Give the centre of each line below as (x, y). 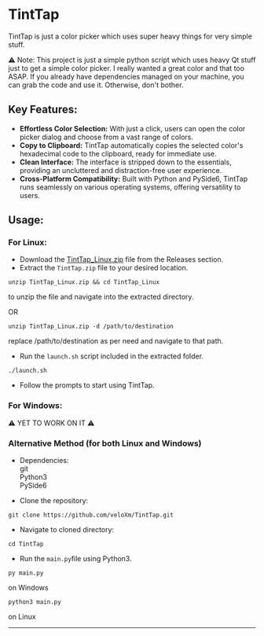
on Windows (28, 588)
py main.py (26, 573)
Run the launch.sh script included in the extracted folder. (112, 356)
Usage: (26, 221)
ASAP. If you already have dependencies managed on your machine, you (126, 76)
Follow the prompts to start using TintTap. (87, 385)
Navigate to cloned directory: (67, 530)
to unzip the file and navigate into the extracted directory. (101, 297)
